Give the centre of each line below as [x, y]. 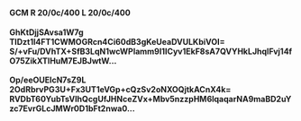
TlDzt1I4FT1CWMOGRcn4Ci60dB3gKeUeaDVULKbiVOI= [117, 42]
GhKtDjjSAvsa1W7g [46, 32]
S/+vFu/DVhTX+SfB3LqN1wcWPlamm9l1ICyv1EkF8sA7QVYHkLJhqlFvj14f [151, 52]
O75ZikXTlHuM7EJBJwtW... [63, 61]
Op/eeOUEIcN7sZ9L [48, 80]
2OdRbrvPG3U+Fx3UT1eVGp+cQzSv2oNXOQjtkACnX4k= [120, 90]
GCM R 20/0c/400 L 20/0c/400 [70, 13]
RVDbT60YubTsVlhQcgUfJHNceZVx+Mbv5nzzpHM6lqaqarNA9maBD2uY [150, 99]
